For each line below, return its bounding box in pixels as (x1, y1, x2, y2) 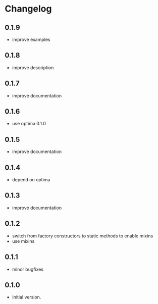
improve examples (12, 36, 51, 42)
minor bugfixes (12, 266, 44, 272)
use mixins (12, 238, 35, 244)
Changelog (5, 3, 52, 15)
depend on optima (12, 177, 50, 183)
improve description (12, 64, 54, 71)
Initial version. (12, 294, 41, 300)
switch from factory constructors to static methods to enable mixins (12, 233, 153, 239)
